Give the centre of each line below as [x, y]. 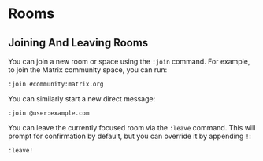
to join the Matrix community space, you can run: [88, 70]
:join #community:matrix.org [56, 84]
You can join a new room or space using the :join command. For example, [129, 61]
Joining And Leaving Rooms [78, 43]
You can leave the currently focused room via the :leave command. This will [132, 128]
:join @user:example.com [49, 113]
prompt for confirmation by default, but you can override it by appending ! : [130, 136]
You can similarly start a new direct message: [82, 99]
